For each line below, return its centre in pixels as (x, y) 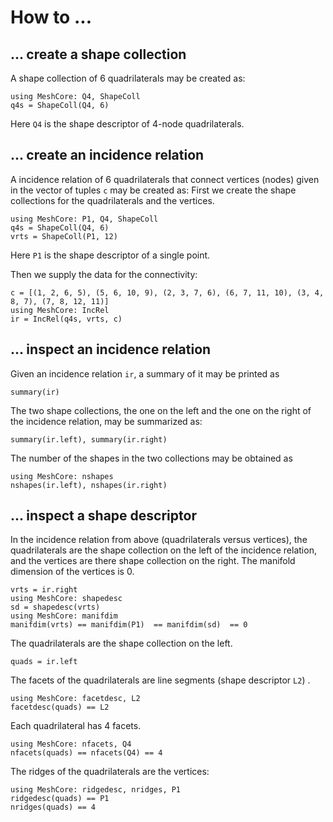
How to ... (51, 17)
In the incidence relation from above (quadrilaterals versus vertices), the (159, 540)
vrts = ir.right (44, 590)
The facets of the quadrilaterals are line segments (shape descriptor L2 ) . (160, 680)
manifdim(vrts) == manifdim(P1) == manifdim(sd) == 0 (129, 625)
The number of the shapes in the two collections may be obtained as (151, 458)
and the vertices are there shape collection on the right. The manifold (153, 561)
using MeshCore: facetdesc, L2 (75, 699)
